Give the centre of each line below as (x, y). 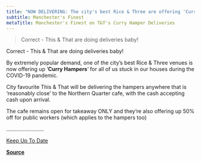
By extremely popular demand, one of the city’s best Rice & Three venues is (100, 63)
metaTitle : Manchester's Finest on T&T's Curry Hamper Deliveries (91, 23)
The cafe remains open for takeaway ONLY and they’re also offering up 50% (100, 112)
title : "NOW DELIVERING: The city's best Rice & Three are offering (93, 12)
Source (16, 152)
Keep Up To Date (27, 141)
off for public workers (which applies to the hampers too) (77, 117)
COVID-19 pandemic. (32, 76)
